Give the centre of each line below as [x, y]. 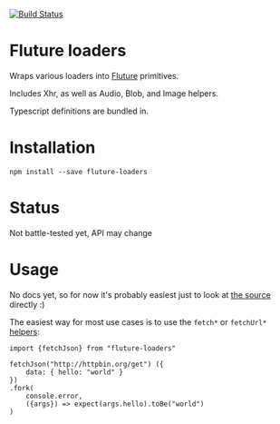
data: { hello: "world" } [75, 372]
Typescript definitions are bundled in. [79, 111]
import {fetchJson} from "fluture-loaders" [93, 348]
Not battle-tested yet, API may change [81, 232]
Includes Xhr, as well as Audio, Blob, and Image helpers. [114, 93]
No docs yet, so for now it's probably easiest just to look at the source [140, 294]
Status [35, 208]
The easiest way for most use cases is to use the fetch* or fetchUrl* [138, 321]
